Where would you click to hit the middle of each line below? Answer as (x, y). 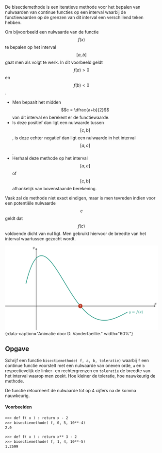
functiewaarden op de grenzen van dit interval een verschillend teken (74, 17)
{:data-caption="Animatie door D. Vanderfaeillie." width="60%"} (69, 333)
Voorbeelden (18, 407)
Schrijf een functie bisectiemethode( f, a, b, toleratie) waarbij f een (77, 361)
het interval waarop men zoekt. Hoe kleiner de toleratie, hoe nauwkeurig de (80, 376)
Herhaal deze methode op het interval (50, 158)
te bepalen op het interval (31, 47)
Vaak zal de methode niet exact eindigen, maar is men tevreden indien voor (80, 198)
